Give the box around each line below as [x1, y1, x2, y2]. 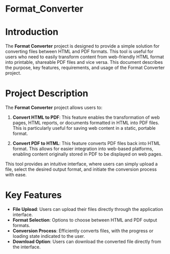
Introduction [5, 26, 59, 38]
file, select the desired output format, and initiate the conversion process [5, 166, 157, 172]
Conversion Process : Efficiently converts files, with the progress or [12, 228, 153, 234]
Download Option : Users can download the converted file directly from [12, 239, 161, 244]
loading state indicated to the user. [12, 233, 85, 239]
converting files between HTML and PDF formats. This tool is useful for [5, 49, 153, 55]
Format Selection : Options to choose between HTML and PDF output [12, 217, 157, 223]
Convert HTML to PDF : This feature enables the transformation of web [12, 115, 160, 121]
